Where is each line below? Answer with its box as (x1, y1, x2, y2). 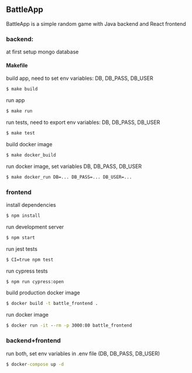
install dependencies (6, 201, 56, 208)
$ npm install (6, 213, 41, 219)
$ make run (6, 108, 33, 114)
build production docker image (6, 289, 80, 296)
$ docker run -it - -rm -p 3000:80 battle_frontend (6, 322, 132, 328)
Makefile (6, 62, 28, 69)
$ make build (6, 86, 38, 92)
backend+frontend (6, 337, 61, 345)
